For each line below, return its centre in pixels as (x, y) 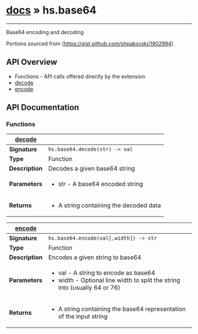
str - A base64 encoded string (100, 184)
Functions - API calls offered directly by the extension (80, 76)
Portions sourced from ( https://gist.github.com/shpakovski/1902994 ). (90, 43)
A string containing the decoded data (109, 205)
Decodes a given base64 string (92, 169)
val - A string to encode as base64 (107, 273)
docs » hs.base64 (51, 10)
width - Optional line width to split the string (119, 280)
